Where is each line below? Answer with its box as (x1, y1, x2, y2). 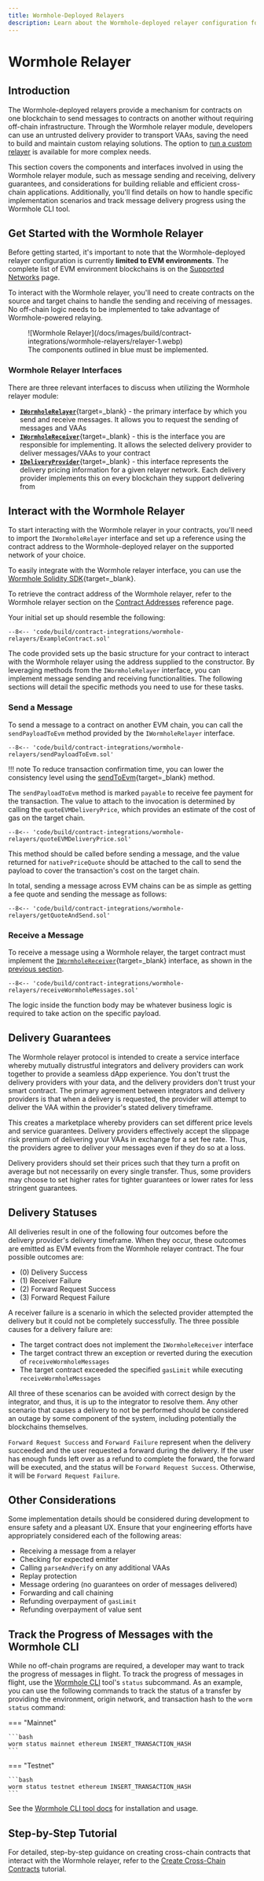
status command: (8, 1703, 66, 1712)
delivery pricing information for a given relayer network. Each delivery (19, 465, 246, 474)
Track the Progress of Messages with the (8, 1627, 214, 1641)
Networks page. (8, 273, 60, 282)
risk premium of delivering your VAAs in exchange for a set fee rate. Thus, (8, 1134, 247, 1144)
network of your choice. (8, 551, 86, 560)
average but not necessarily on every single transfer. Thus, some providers (8, 1167, 251, 1176)
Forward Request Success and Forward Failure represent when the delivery (8, 1437, 251, 1446)
